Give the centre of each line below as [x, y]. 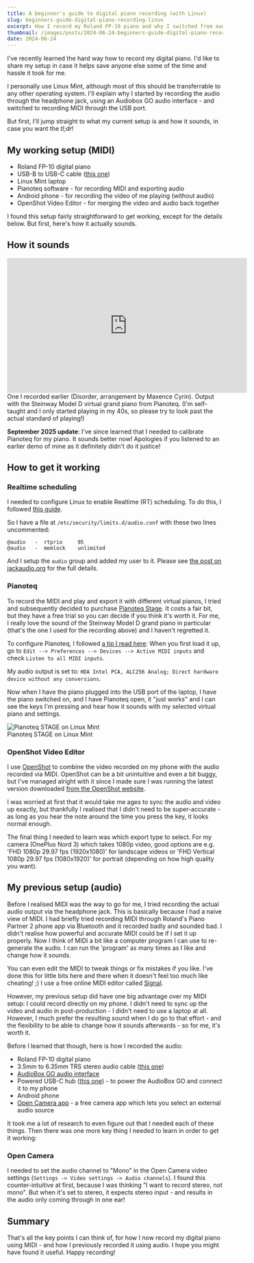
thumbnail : [23, 33]
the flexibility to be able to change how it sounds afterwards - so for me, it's [114, 1025]
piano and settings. [34, 714]
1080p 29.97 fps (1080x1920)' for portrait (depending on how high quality [111, 859]
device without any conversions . [54, 678]
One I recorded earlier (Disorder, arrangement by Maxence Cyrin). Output [111, 396]
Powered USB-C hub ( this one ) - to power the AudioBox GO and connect [119, 1081]
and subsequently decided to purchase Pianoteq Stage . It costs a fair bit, [110, 608]
